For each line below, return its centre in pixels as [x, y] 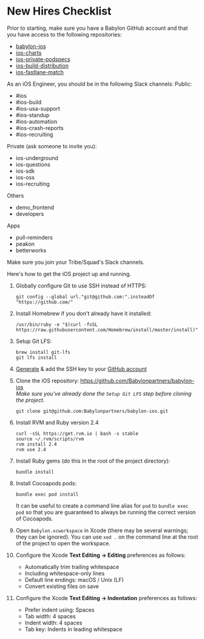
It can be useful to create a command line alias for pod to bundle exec [102, 505]
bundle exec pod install [47, 494]
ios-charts [29, 52]
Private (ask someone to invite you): [52, 146]
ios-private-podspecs [43, 59]
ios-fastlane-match [40, 72]
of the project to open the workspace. [63, 543]
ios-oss [25, 177]
